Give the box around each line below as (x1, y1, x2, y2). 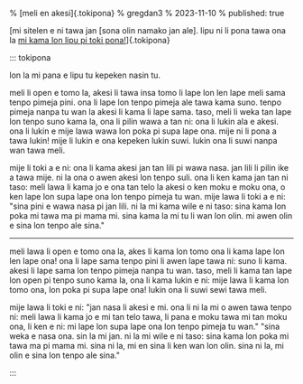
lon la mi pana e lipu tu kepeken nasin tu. (9, 70, 161, 80)
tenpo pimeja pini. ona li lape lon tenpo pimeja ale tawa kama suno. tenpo (9, 97, 282, 108)
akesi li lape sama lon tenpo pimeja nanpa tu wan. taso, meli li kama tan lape (9, 266, 293, 276)
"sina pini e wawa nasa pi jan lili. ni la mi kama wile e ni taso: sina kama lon (9, 201, 287, 211)
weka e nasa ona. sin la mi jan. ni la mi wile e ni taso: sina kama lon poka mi (9, 331, 289, 342)
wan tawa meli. (9, 145, 66, 155)
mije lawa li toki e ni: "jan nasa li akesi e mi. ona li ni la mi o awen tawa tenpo (9, 302, 292, 313)
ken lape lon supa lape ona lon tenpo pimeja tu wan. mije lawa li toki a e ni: (9, 192, 286, 201)
